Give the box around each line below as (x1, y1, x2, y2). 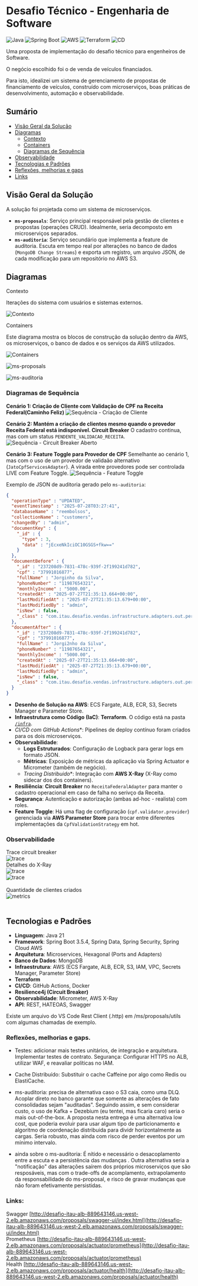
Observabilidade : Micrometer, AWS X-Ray (14, 995, 118, 1002)
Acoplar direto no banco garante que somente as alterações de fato (14, 1095, 180, 1102)
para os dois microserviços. (14, 733, 82, 740)
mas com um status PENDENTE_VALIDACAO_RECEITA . (6, 433, 126, 440)
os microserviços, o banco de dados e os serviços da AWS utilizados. (6, 340, 176, 347)
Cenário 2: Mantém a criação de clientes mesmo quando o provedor (6, 420, 176, 427)
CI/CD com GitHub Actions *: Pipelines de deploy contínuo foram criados (14, 726, 190, 733)
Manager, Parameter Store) (14, 969, 81, 977)
